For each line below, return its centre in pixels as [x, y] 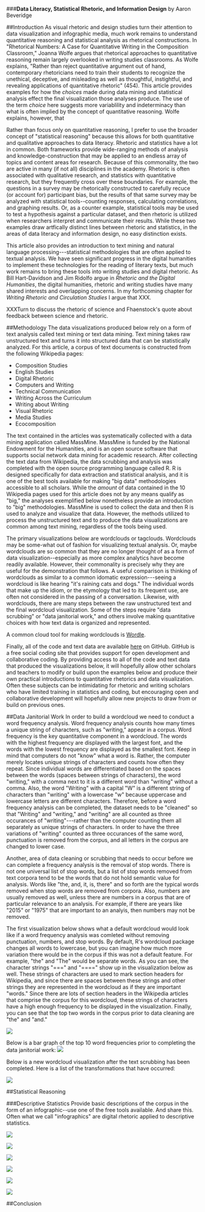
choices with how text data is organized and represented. [78, 623]
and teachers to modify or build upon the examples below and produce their [102, 672]
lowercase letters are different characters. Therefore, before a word [91, 801]
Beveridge [19, 15]
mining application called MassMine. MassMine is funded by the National [98, 442]
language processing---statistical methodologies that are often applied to [99, 252]
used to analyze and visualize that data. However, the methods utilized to [98, 513]
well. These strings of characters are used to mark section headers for [95, 974]
